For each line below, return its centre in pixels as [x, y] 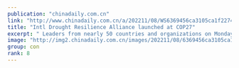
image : [17, 40]
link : [15, 21]
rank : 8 [19, 54]
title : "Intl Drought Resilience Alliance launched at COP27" [101, 27]
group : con [23, 47]
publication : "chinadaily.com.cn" [59, 14]
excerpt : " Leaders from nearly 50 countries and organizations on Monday [121, 34]
